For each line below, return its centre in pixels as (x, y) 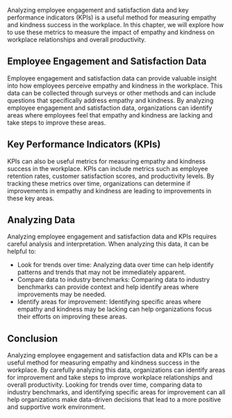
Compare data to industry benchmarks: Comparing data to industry (114, 280)
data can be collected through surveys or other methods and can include (112, 93)
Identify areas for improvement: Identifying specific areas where (109, 302)
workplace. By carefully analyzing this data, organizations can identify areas (116, 370)
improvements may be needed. (61, 294)
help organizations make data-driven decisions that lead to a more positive (114, 400)
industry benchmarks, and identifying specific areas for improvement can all (116, 392)
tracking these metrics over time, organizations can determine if (99, 183)
